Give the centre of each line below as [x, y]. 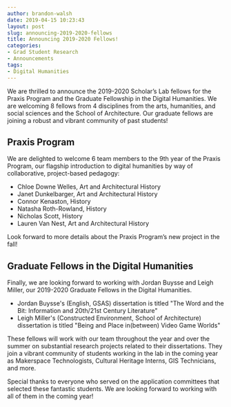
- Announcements [30, 59]
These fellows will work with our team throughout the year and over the [109, 339]
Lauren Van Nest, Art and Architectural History [83, 224]
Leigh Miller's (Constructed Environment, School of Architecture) [109, 318]
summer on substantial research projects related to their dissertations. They [115, 346]
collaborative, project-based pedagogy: [63, 173]
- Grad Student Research [43, 53]
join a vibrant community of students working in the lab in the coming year [113, 354]
